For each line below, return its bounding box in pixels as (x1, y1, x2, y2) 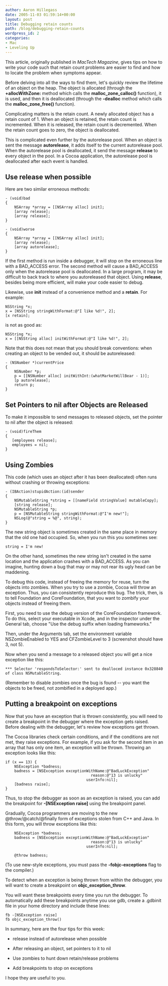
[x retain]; (5, 313, 30, 319)
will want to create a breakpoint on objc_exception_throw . (5, 882, 127, 888)
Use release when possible (5, 173, 92, 182)
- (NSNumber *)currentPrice (5, 360, 64, 366)
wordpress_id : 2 (5, 31, 39, 36)
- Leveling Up (5, 45, 35, 50)
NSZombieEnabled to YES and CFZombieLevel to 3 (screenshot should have (5, 636, 163, 642)
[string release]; (14, 503, 53, 508)
